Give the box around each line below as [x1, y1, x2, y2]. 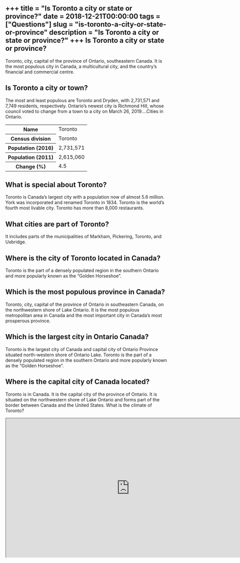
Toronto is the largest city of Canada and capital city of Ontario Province [5, 346, 158, 352]
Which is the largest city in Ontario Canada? [5, 333, 149, 341]
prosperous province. [5, 318, 51, 324]
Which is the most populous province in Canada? [5, 287, 165, 297]
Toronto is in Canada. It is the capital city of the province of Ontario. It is [5, 391, 157, 397]
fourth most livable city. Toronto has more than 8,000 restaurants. [5, 205, 145, 211]
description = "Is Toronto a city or [49, 28, 159, 37]
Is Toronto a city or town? [5, 84, 88, 92]
